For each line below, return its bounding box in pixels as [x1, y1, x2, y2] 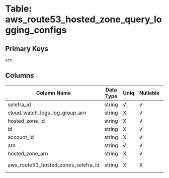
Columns [5, 71, 34, 80]
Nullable [139, 89, 160, 96]
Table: [5, 3, 32, 15]
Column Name [36, 89, 71, 96]
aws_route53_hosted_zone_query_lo [5, 14, 162, 25]
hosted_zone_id [8, 117, 45, 124]
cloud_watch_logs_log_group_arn [8, 109, 87, 116]
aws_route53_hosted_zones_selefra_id [8, 161, 100, 168]
